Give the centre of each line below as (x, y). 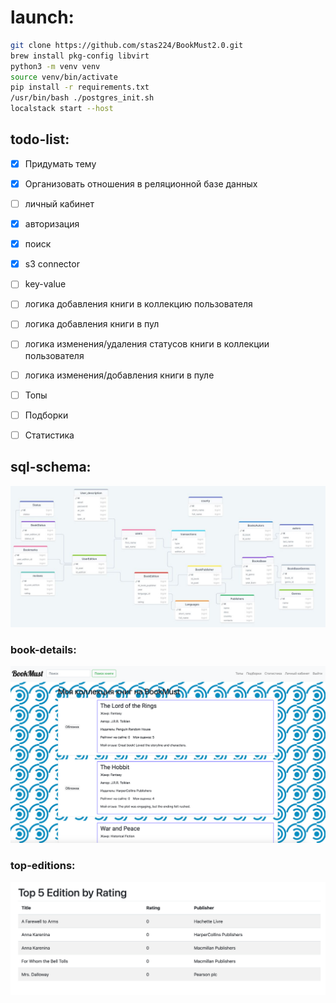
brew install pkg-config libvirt (80, 56)
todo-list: (40, 139)
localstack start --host (62, 109)
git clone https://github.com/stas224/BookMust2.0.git (127, 45)
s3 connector (52, 264)
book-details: (43, 649)
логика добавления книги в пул (92, 324)
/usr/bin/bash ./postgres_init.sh (82, 98)
